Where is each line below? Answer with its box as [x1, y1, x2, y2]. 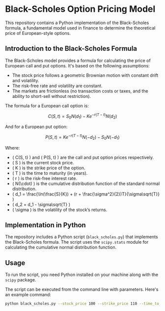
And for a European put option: [5, 124, 68, 130]
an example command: [5, 292, 52, 298]
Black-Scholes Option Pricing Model [5, 3, 156, 15]
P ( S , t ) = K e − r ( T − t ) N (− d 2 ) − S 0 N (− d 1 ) [45, 133, 120, 141]
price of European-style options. [5, 30, 71, 36]
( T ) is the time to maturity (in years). [12, 170, 88, 176]
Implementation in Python [5, 221, 86, 229]
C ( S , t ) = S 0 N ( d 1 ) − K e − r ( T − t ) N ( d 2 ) [48, 112, 117, 120]
